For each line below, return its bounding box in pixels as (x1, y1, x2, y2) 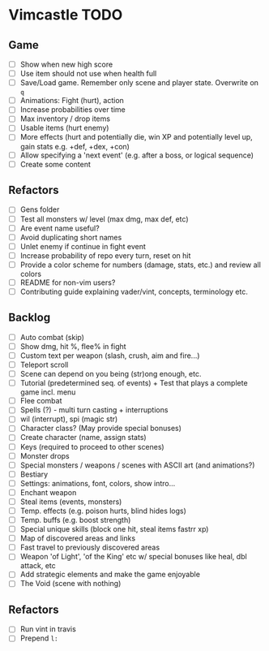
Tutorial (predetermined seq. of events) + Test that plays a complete (19, 378, 249, 388)
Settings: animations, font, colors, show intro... (19, 478, 176, 488)
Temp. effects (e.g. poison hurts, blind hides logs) (19, 506, 186, 515)
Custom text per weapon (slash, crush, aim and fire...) (19, 351, 200, 360)
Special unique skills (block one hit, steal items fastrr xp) (19, 524, 209, 534)
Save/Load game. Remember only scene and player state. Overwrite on (19, 78, 259, 88)
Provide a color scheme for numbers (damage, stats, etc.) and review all (19, 260, 262, 269)
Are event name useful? (19, 223, 100, 233)
